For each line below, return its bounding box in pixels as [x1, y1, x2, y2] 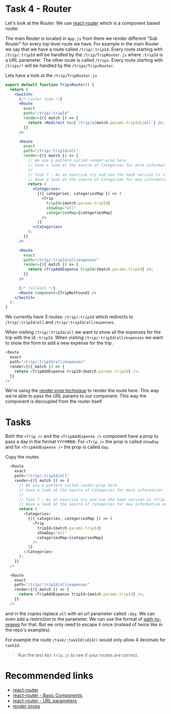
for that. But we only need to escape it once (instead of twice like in [21, 621, 163, 627]
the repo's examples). [5, 627, 51, 633]
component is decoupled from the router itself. [5, 398, 103, 404]
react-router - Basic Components [12, 692, 82, 698]
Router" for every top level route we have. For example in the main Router [5, 40, 159, 46]
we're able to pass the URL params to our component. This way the [5, 393, 147, 399]
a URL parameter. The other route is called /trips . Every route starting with [5, 57, 163, 63]
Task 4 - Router [5, 3, 72, 15]
